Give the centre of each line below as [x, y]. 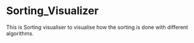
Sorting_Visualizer [53, 11]
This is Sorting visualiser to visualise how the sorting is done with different [97, 27]
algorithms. [20, 33]
